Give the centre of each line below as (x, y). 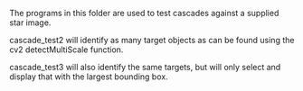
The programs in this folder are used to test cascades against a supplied (144, 13)
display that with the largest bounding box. (89, 77)
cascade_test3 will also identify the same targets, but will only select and (145, 67)
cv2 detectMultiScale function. (66, 50)
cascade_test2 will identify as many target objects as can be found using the (152, 40)
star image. (30, 23)
